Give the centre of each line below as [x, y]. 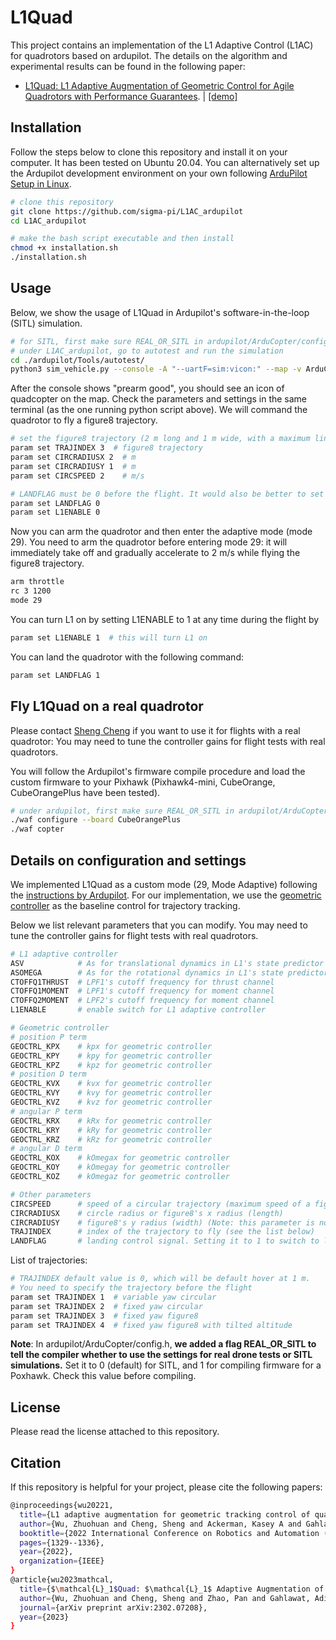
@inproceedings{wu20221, [62, 1506]
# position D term [48, 1074]
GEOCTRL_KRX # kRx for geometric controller [111, 1121]
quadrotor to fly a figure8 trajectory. [84, 420]
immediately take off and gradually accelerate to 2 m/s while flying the [155, 553]
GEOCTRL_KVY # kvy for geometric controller [111, 1093]
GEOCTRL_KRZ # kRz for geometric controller [111, 1139]
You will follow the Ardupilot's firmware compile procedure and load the [158, 771]
